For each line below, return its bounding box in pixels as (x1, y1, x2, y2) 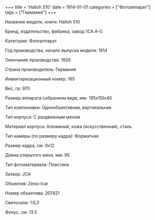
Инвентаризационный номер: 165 (5, 76, 75, 82)
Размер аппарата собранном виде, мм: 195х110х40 (5, 95, 112, 101)
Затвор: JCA (5, 171, 31, 177)
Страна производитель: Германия (5, 66, 77, 72)
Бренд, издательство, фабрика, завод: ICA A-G (5, 28, 103, 34)
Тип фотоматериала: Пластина (5, 162, 69, 167)
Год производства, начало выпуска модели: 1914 (5, 48, 108, 53)
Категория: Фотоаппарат (5, 38, 57, 44)
